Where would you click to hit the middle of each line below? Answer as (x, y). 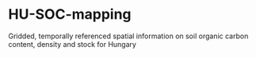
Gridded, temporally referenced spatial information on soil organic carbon (128, 36)
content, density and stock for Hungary (73, 44)
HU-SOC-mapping (70, 14)
